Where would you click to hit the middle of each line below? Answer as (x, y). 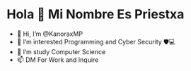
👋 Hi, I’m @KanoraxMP (50, 34)
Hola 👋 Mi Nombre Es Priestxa (95, 14)
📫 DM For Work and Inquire (58, 60)
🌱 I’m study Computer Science (61, 51)
